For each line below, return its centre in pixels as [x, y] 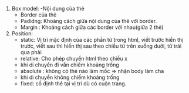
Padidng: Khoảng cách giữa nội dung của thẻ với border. [89, 21]
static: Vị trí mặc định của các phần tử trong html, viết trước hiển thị [102, 40]
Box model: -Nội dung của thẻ [48, 9]
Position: [22, 34]
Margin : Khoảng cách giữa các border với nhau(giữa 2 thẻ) [92, 27]
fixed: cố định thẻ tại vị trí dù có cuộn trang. [73, 84]
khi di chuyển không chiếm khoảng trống [70, 77]
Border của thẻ [38, 15]
